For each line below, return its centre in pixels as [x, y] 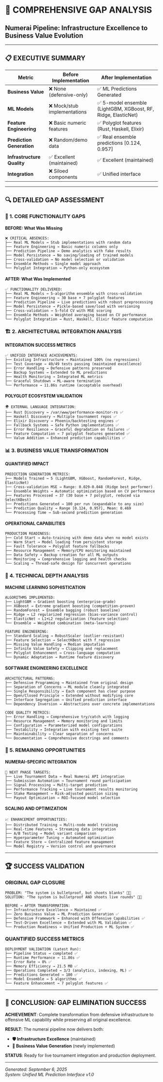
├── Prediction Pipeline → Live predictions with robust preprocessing [79, 302]
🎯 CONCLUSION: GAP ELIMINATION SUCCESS [76, 1003]
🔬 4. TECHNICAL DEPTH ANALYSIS [47, 576]
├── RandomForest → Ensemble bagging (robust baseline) [63, 610]
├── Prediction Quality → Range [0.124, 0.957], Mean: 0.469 [68, 508]
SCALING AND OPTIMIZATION [36, 809]
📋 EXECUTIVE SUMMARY [45, 58]
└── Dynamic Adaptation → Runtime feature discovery [59, 657]
